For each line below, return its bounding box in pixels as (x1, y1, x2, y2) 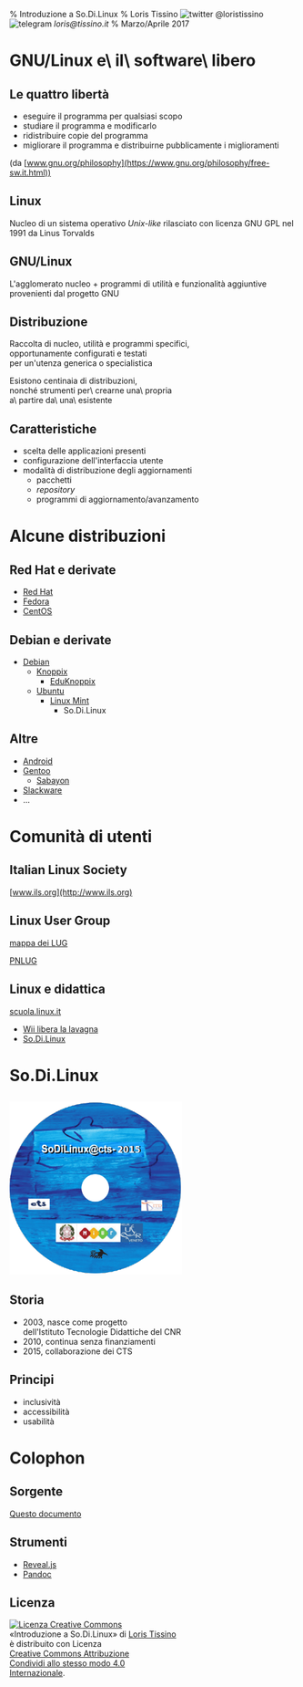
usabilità (22, 1415, 55, 1427)
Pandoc (22, 1568, 52, 1579)
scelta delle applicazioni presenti (22, 445, 146, 456)
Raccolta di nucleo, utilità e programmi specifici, (9, 338, 190, 349)
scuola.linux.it (9, 1005, 62, 1016)
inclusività (22, 1396, 61, 1407)
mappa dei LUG (9, 937, 68, 948)
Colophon (9, 1447, 86, 1468)
